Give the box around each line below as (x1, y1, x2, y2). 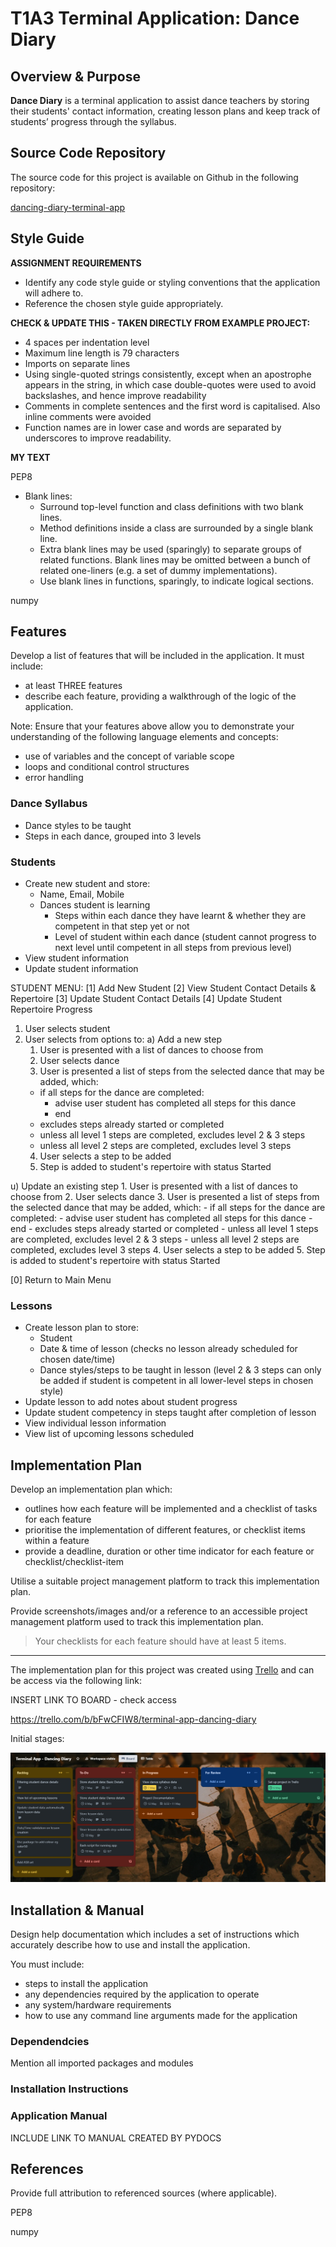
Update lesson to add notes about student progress (24, 1396, 238, 1408)
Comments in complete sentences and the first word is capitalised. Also (24, 400, 321, 412)
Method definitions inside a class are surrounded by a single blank (39, 522, 314, 534)
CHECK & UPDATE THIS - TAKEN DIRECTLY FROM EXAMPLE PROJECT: (10, 317, 311, 329)
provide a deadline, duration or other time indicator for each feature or (24, 1545, 315, 1557)
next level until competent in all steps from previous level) (54, 942, 293, 954)
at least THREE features (24, 680, 123, 692)
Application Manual (10, 2109, 108, 2123)
